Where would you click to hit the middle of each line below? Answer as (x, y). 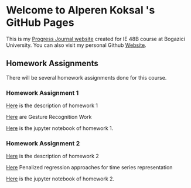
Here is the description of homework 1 (52, 105)
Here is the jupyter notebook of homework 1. (60, 128)
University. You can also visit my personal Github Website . (76, 45)
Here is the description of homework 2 (53, 156)
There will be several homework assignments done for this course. (86, 77)
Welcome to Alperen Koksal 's (81, 10)
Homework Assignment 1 (42, 93)
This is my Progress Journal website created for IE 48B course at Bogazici (96, 39)
